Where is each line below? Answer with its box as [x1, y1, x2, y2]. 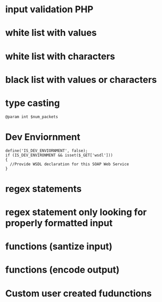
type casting [5, 97, 60, 109]
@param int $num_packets [5, 114, 58, 119]
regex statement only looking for [5, 206, 147, 218]
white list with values [5, 27, 97, 39]
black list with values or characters [5, 74, 157, 85]
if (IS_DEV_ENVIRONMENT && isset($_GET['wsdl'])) [5, 153, 113, 158]
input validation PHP [5, 4, 94, 15]
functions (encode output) [5, 264, 120, 276]
